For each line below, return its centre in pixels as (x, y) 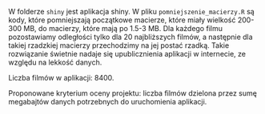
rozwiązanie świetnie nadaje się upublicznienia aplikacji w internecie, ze (127, 54)
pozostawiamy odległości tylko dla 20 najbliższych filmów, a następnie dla (131, 37)
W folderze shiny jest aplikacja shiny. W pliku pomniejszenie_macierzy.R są (131, 12)
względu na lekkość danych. (55, 62)
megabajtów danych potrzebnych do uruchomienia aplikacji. (108, 102)
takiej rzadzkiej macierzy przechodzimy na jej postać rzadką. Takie (119, 45)
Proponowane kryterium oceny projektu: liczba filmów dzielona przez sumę (133, 93)
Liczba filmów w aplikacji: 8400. (61, 78)
